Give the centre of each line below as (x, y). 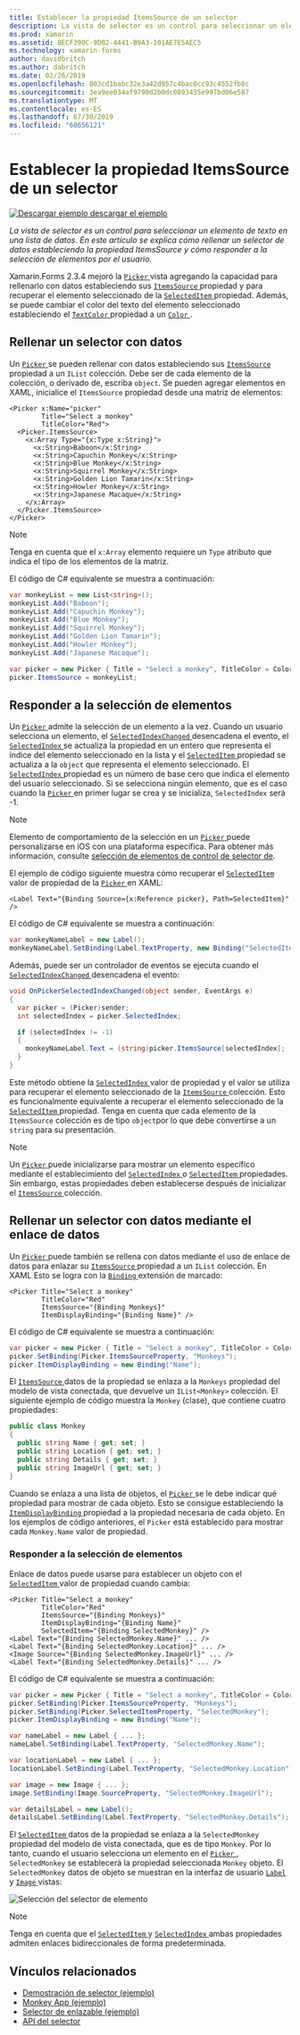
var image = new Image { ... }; (69, 1785)
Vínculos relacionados (73, 1971)
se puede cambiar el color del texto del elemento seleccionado (125, 304)
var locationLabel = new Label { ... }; (86, 1761)
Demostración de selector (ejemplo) (88, 1993)
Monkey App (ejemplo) (64, 2002)
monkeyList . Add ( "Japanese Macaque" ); (79, 652)
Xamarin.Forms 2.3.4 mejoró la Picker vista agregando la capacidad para (144, 276)
